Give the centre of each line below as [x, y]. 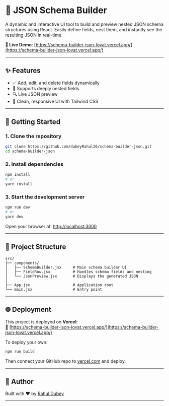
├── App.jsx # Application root [59, 285]
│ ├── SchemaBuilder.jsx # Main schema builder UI [66, 267]
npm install [18, 175]
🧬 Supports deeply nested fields [46, 88]
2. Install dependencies [34, 164]
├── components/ [22, 263]
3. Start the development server [45, 197]
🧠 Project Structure [36, 247]
